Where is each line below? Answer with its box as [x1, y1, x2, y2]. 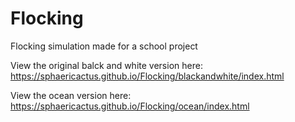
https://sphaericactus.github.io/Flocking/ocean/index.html [10, 100, 250, 112]
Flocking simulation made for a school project [10, 40, 198, 52]
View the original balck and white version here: [10, 59, 203, 71]
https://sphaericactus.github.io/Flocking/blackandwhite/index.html [10, 70, 285, 82]
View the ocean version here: [10, 89, 132, 101]
